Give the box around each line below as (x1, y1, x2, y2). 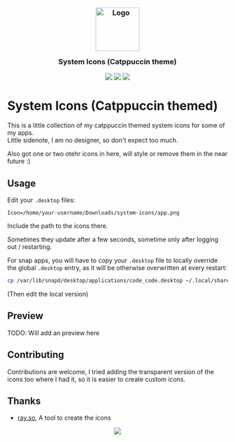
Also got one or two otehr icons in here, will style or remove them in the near (7, 150, 228, 158)
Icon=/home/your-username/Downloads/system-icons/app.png (7, 210, 180, 217)
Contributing (7, 349, 64, 361)
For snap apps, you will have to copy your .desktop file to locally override (7, 256, 218, 265)
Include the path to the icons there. (7, 222, 108, 230)
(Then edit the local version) (7, 290, 89, 298)
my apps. (7, 129, 34, 137)
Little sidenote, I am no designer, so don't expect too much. (7, 136, 178, 145)
